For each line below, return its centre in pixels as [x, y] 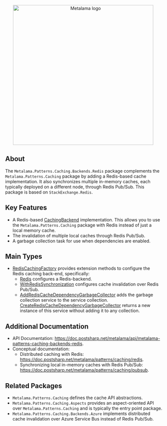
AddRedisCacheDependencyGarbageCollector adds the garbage [86, 295]
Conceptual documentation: [41, 349]
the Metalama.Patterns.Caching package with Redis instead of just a [82, 225]
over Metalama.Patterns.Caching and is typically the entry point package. [87, 409]
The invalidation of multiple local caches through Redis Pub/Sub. [79, 235]
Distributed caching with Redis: [52, 354]
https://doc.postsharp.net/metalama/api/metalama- [107, 338]
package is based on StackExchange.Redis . [49, 192]
